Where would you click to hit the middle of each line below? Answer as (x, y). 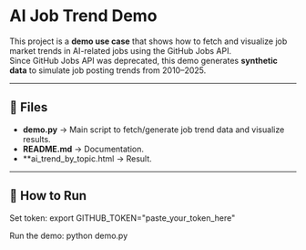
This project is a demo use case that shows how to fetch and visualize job (148, 41)
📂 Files (29, 107)
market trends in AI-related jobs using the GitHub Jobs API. (121, 50)
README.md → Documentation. (83, 149)
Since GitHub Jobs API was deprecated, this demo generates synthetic (143, 60)
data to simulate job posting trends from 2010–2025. (108, 70)
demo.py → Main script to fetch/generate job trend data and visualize (153, 130)
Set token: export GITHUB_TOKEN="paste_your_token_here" (122, 218)
